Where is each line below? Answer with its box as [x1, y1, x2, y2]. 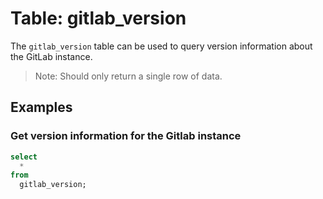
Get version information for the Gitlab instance [10, 129, 242, 143]
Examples [10, 99, 73, 116]
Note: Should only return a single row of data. [34, 70, 223, 82]
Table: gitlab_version [10, 7, 187, 30]
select [10, 152, 38, 162]
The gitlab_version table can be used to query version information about [10, 40, 313, 52]
